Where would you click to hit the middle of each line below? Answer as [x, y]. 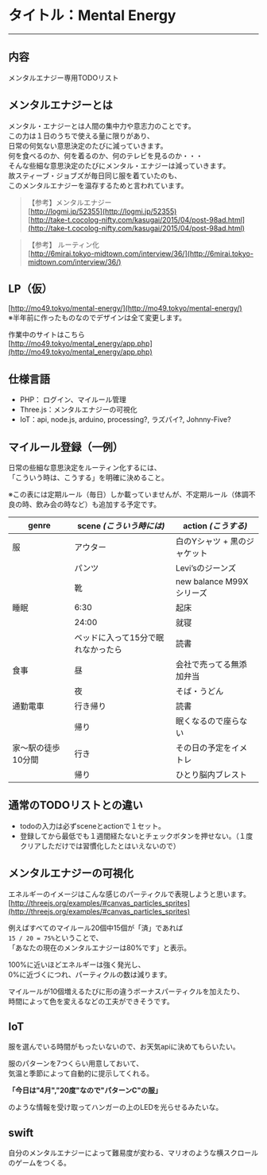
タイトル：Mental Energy [92, 15]
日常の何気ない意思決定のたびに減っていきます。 [88, 145]
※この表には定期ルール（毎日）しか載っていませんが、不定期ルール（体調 [128, 494]
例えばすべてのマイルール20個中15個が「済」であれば [96, 928]
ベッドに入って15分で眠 [119, 638]
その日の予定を [204, 748]
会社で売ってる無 [208, 665]
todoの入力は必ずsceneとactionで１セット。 [92, 825]
